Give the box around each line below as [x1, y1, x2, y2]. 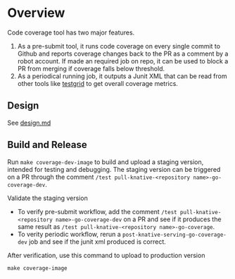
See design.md [7, 118, 51, 127]
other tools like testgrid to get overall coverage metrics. [17, 79, 178, 87]
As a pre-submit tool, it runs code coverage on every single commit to [17, 42, 220, 50]
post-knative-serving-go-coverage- [122, 231, 227, 238]
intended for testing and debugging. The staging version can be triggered [7, 165, 221, 173]
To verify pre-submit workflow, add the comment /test [17, 207, 177, 216]
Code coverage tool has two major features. [7, 28, 135, 37]
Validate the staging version [7, 194, 88, 202]
